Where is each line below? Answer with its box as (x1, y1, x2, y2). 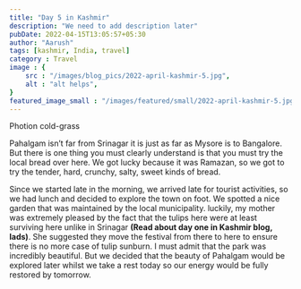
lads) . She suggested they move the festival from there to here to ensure (9, 232, 278, 242)
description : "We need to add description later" (9, 21, 199, 30)
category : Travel (9, 55, 78, 64)
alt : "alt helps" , (25, 80, 99, 89)
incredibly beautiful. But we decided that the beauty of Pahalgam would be (9, 251, 285, 261)
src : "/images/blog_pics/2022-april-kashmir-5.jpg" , (25, 72, 230, 81)
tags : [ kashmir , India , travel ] (9, 47, 130, 55)
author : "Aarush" (9, 38, 74, 47)
